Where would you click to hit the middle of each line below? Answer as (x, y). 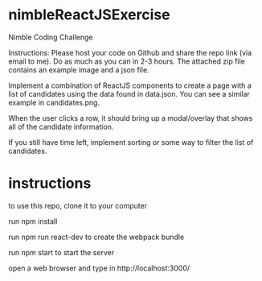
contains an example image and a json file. (79, 69)
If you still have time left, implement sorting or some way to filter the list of (131, 142)
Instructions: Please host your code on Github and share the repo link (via (130, 52)
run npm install (33, 221)
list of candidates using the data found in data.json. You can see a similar (129, 93)
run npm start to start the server (61, 252)
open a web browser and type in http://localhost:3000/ (99, 268)
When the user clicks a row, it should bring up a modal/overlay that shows (131, 118)
